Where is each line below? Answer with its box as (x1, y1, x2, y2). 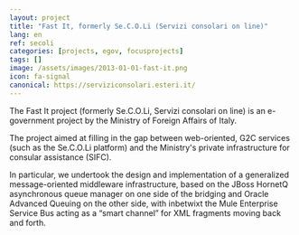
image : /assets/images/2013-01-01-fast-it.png (9, 64, 188, 73)
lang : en (9, 30, 42, 39)
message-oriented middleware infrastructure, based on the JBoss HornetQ (9, 178, 289, 190)
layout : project (9, 13, 70, 23)
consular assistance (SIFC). (9, 151, 112, 163)
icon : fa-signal (9, 72, 70, 81)
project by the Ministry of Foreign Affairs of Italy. (56, 115, 238, 126)
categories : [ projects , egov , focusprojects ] (9, 47, 183, 56)
